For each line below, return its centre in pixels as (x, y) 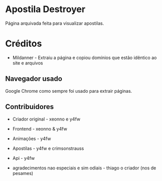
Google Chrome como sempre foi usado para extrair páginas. (69, 91)
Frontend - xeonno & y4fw (40, 129)
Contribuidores (29, 107)
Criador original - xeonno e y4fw (46, 119)
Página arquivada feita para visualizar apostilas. (55, 23)
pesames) (23, 173)
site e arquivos (28, 63)
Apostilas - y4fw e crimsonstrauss (48, 148)
